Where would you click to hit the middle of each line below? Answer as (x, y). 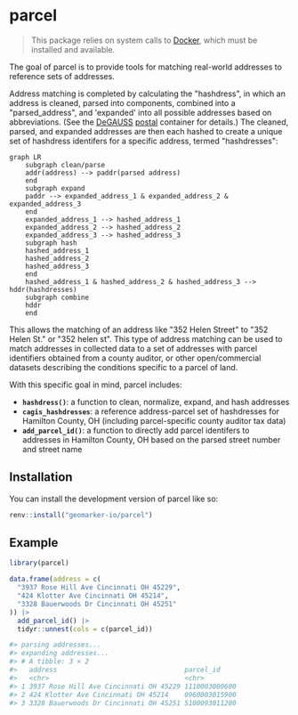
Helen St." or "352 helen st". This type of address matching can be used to (146, 338)
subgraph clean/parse (65, 165)
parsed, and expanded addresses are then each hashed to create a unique (146, 131)
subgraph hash (51, 243)
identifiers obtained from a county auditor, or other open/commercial (135, 358)
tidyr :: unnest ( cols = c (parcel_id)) (85, 629)
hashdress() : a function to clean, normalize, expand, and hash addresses (156, 402)
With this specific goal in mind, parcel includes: (96, 385)
